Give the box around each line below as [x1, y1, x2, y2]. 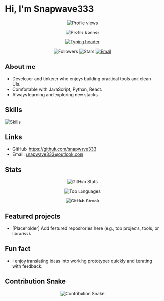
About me [5, 63, 36, 71]
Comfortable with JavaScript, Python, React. [12, 86, 102, 92]
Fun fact [5, 245, 31, 253]
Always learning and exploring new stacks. [12, 91, 99, 97]
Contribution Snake [5, 277, 66, 286]
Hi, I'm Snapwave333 [5, 3, 94, 15]
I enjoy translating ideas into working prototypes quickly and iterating [12, 258, 152, 264]
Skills [5, 106, 22, 114]
